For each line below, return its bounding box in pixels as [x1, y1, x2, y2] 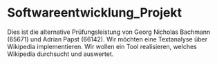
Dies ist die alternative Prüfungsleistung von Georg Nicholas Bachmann [7, 28, 211, 36]
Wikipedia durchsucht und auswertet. [7, 50, 114, 58]
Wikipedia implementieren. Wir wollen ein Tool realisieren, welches [7, 42, 197, 50]
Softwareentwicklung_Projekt [7, 5, 182, 21]
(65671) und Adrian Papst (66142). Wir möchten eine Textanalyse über [7, 35, 208, 43]
